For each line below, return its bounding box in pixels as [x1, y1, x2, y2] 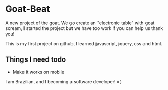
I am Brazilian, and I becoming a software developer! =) [5, 78, 122, 84]
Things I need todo [5, 55, 66, 64]
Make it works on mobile [12, 69, 65, 75]
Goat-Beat [5, 3, 50, 15]
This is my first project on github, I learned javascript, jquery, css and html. [5, 40, 162, 46]
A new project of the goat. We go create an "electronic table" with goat [5, 20, 155, 26]
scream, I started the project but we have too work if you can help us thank [5, 25, 163, 31]
